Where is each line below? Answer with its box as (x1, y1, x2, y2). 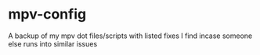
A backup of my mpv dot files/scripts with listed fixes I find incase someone (8, 31, 253, 40)
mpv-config (8, 5, 87, 23)
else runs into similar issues (8, 39, 98, 48)
